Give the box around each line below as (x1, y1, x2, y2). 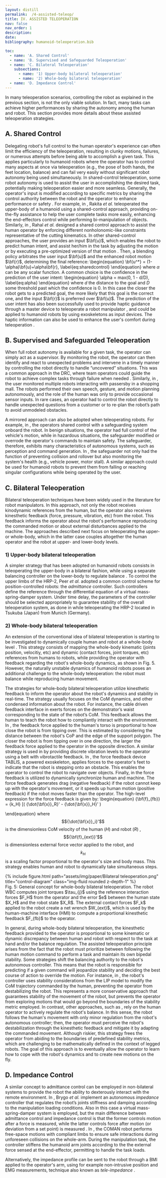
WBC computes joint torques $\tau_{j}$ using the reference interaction (5, 889, 149, 895)
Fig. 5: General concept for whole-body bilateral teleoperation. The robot (5, 884, 154, 890)
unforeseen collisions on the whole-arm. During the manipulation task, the (5, 1136, 156, 1142)
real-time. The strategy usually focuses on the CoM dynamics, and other (5, 696, 153, 701)
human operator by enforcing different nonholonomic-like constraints (5, 227, 146, 233)
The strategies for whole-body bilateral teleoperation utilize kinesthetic (5, 685, 150, 691)
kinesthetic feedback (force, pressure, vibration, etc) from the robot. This (5, 513, 154, 519)
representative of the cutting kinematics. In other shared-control (5, 232, 136, 238)
